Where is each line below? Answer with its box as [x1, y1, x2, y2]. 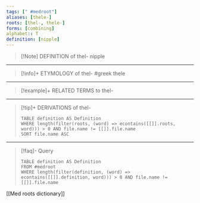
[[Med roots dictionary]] [6, 190, 65, 197]
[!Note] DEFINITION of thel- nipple [20, 53, 105, 60]
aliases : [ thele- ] [6, 14, 52, 20]
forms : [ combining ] [6, 25, 55, 32]
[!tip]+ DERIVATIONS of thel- [20, 104, 91, 111]
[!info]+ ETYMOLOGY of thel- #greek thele [20, 70, 126, 77]
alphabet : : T [6, 31, 39, 37]
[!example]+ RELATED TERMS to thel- [20, 87, 114, 94]
